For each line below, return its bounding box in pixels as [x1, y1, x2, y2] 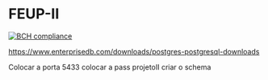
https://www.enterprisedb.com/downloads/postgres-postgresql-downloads [8, 46, 260, 56]
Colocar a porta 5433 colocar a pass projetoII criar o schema [8, 62, 211, 72]
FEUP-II [8, 5, 60, 23]
